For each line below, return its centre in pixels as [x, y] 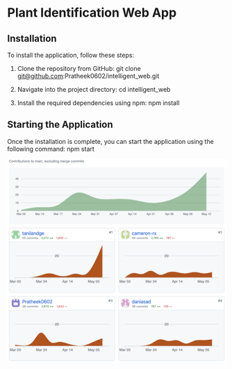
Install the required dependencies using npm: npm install [98, 103]
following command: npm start [51, 149]
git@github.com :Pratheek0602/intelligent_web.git [88, 76]
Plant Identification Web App [92, 13]
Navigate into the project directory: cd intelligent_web [94, 89]
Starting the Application [60, 125]
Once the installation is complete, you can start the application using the [110, 141]
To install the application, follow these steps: [71, 55]
